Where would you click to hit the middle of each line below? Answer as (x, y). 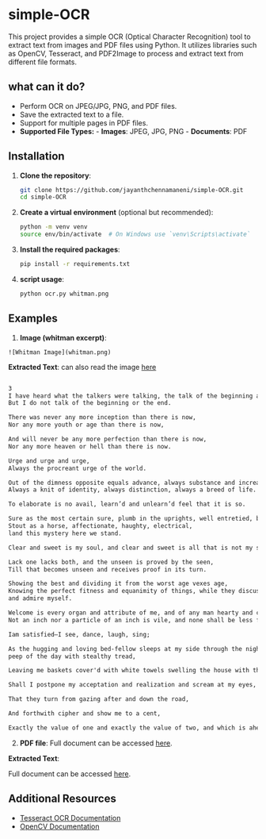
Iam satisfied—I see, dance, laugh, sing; (79, 634)
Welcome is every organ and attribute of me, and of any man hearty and (131, 613)
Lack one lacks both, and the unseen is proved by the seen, (111, 562)
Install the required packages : (70, 250)
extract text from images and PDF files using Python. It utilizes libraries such (133, 44)
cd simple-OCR (43, 197)
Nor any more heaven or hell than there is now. (90, 446)
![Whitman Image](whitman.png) (60, 352)
